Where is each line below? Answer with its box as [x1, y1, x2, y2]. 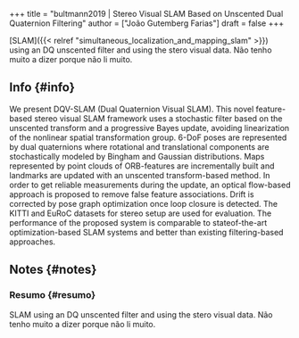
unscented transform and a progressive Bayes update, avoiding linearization [9, 122, 290, 133]
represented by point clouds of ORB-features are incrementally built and [9, 161, 275, 171]
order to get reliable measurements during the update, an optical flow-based [9, 179, 291, 190]
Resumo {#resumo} [9, 289, 96, 301]
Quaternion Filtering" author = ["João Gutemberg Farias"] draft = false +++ [9, 18, 284, 29]
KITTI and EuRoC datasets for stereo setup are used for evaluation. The [9, 208, 272, 218]
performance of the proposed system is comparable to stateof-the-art [9, 217, 268, 227]
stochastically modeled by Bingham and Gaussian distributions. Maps [9, 151, 265, 161]
